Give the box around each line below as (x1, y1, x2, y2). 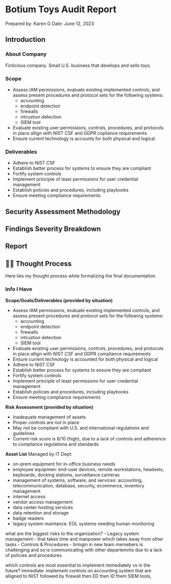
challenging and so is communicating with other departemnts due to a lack (5, 547, 162, 553)
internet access (12, 493, 46, 499)
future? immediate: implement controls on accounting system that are (5, 567, 152, 573)
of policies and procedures (5, 552, 62, 558)
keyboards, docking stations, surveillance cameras (12, 472, 120, 478)
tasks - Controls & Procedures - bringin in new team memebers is (5, 541, 143, 547)
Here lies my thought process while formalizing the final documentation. (5, 273, 157, 279)
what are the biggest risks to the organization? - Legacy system (5, 530, 139, 536)
